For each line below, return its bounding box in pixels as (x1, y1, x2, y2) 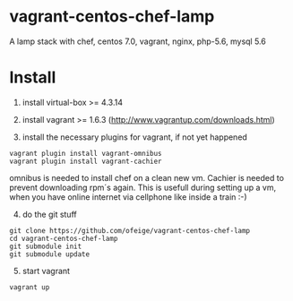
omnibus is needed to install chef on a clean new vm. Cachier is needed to (9, 172, 285, 183)
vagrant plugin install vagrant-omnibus (9, 149, 163, 158)
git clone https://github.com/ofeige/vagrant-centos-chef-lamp (9, 226, 251, 235)
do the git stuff (22, 209, 78, 219)
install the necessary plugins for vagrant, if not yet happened (22, 132, 248, 142)
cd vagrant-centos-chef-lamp (9, 234, 118, 243)
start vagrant (22, 265, 70, 276)
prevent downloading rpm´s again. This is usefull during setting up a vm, (9, 182, 276, 193)
